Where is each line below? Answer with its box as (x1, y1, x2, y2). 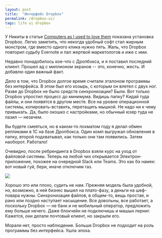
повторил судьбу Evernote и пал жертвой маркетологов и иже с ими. (5, 49, 148, 55)
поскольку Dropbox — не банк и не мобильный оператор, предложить (5, 203, 151, 208)
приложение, (5, 159, 32, 164)
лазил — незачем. (5, 114, 43, 120)
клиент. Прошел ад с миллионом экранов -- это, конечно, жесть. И (5, 64, 145, 70)
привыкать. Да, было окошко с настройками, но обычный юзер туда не (5, 109, 153, 115)
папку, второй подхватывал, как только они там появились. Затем (5, 134, 143, 140)
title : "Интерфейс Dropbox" (5, 12, 64, 16)
